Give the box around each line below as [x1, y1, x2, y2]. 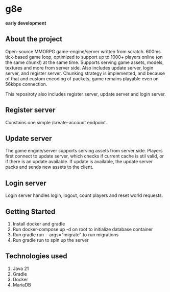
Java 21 [12, 265, 29, 272]
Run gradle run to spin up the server [12, 237, 89, 243]
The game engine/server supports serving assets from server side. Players [5, 148, 163, 154]
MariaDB [12, 282, 32, 288]
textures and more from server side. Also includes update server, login [5, 64, 154, 71]
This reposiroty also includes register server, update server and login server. [5, 91, 166, 97]
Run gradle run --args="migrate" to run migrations [12, 232, 119, 238]
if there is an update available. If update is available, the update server [5, 159, 153, 165]
